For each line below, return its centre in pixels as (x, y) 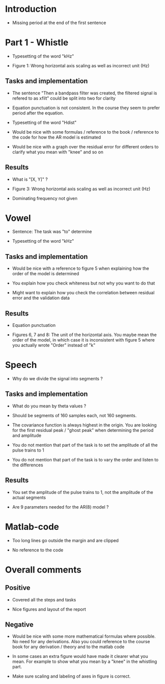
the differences (27, 465)
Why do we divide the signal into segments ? (57, 379)
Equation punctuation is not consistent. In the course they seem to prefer (86, 108)
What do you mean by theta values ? (49, 406)
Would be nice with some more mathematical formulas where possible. (84, 636)
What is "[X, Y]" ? (30, 179)
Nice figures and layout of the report (49, 609)
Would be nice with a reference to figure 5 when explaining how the (81, 268)
